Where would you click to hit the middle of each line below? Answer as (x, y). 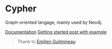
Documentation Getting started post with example (56, 32)
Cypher (21, 9)
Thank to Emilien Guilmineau (46, 41)
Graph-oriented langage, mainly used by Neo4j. (54, 22)
